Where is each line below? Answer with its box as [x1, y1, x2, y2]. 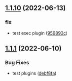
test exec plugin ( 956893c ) [12, 30, 68, 36]
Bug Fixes [5, 59, 30, 66]
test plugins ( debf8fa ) [12, 70, 57, 76]
